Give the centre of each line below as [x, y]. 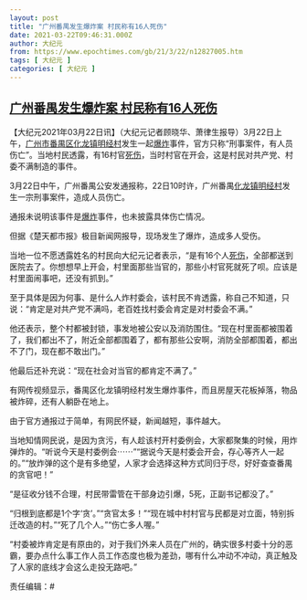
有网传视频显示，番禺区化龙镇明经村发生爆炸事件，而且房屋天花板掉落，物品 [153, 390]
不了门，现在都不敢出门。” [58, 351]
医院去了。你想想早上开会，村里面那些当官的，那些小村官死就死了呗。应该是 [153, 267]
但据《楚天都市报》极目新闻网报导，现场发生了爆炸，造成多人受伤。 [138, 236]
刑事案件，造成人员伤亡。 [81, 196]
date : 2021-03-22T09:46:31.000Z [71, 35]
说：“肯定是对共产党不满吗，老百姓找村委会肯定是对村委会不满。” [131, 309]
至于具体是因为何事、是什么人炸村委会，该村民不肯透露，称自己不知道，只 [149, 297]
